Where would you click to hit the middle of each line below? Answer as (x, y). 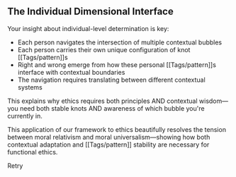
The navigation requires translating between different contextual (111, 80)
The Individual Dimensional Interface (90, 12)
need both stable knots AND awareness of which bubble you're (112, 108)
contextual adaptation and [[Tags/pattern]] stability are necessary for (108, 145)
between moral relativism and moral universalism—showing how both (109, 137)
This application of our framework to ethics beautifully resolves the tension (117, 129)
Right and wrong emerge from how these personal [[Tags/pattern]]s (117, 65)
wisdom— (214, 101)
